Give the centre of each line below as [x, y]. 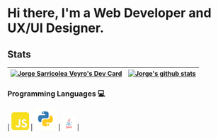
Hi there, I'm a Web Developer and [109, 13]
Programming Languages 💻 [56, 94]
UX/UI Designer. [56, 28]
